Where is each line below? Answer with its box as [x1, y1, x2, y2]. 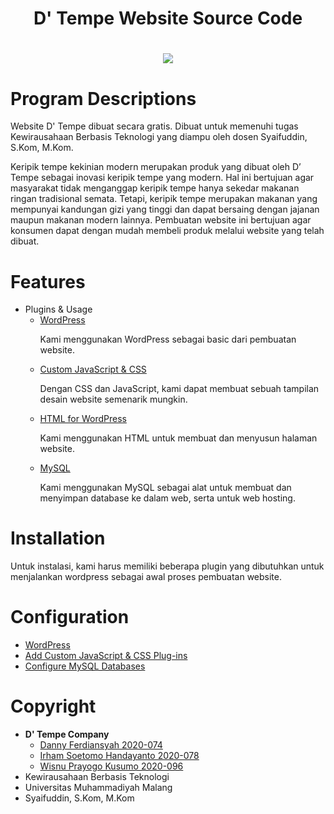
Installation [10, 527, 106, 550]
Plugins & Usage [24, 303, 93, 316]
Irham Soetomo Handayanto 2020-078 [39, 750, 200, 762]
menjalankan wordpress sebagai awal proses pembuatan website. [10, 571, 282, 583]
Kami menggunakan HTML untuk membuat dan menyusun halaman [39, 432, 318, 444]
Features [10, 270, 86, 293]
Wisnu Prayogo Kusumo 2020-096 [39, 760, 184, 772]
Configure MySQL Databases [24, 660, 146, 672]
